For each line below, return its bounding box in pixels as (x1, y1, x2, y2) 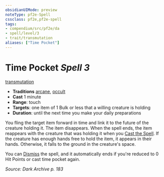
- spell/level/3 (5, 31, 39, 36)
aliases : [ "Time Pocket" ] (5, 40, 59, 45)
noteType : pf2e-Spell (5, 12, 51, 17)
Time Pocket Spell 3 (5, 62, 90, 73)
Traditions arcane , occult (12, 88, 65, 94)
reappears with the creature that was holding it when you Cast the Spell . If (5, 130, 159, 136)
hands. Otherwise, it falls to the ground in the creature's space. (5, 141, 136, 147)
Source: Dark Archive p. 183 (5, 166, 64, 172)
